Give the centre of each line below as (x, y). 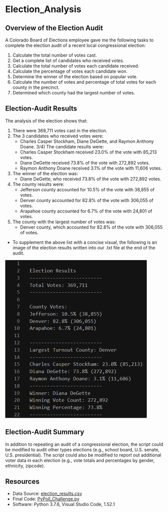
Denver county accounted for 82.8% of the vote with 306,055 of (87, 200)
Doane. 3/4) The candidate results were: (62, 146)
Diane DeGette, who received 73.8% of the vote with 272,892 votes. (91, 179)
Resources (22, 481)
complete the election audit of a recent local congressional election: (75, 45)
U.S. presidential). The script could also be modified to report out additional (83, 455)
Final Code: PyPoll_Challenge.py (46, 499)
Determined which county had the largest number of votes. (74, 93)
